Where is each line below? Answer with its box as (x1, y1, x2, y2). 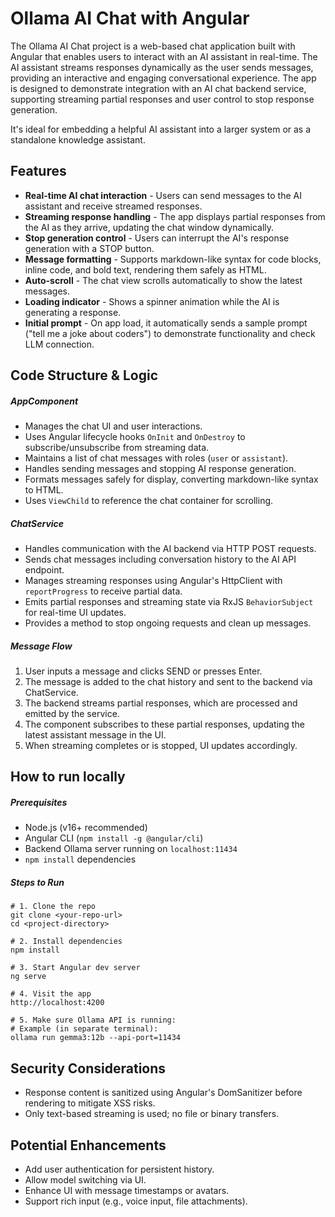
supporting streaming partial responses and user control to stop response (10, 93, 315, 105)
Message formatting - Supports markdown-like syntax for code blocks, (24, 253, 322, 265)
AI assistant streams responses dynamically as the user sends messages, (10, 61, 314, 73)
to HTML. (24, 484, 64, 496)
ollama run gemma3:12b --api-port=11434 (10, 1033, 182, 1043)
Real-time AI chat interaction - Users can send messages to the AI (24, 189, 302, 201)
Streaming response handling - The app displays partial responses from (24, 210, 326, 222)
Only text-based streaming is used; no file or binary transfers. (24, 1108, 280, 1120)
